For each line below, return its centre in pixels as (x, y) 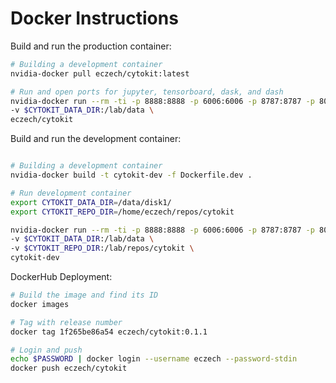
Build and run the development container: (96, 139)
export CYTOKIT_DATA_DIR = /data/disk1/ (91, 202)
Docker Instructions (94, 18)
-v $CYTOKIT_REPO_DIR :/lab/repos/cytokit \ (102, 248)
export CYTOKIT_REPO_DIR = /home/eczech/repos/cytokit (122, 212)
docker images (40, 304)
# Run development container (71, 193)
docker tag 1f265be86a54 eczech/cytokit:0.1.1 (109, 332)
